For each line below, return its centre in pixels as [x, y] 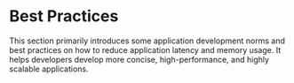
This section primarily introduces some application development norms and [147, 41]
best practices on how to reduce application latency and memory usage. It [145, 49]
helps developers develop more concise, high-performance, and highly [139, 59]
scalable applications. [49, 69]
